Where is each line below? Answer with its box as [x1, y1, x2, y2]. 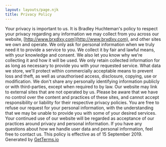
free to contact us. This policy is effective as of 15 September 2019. [5, 131, 143, 137]
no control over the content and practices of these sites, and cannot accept [5, 94, 160, 100]
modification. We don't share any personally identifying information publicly [5, 78, 160, 84]
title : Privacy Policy [5, 12, 52, 17]
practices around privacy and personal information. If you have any [5, 120, 142, 127]
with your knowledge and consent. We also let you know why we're [5, 52, 143, 58]
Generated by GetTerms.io [5, 136, 59, 142]
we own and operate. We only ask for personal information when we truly [5, 41, 155, 47]
